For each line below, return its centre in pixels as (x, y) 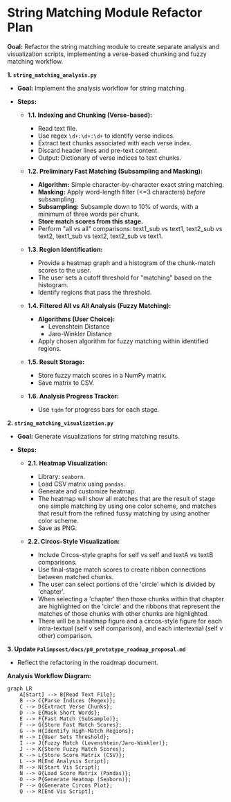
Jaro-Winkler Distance (80, 334)
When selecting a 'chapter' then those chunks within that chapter (131, 599)
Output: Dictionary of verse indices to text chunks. (110, 158)
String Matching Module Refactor (105, 13)
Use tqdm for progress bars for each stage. (99, 409)
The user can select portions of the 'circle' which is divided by (127, 584)
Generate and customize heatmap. (87, 491)
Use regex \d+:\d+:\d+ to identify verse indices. (106, 136)
